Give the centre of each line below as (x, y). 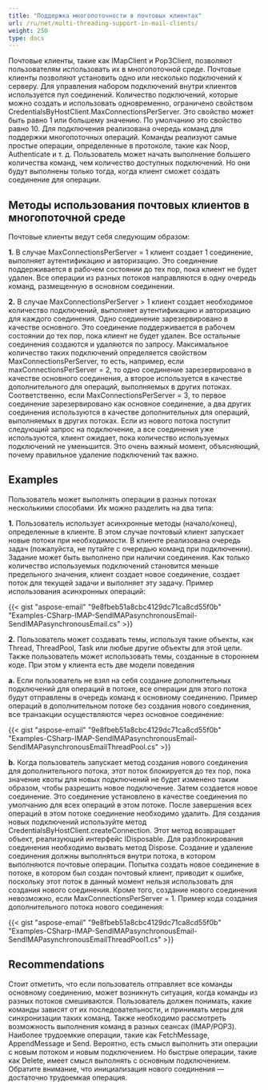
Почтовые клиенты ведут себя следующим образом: (99, 237)
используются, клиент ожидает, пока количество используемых (119, 438)
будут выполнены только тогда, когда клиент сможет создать (114, 171)
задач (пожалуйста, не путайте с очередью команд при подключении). (130, 548)
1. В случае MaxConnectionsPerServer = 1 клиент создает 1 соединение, (131, 252)
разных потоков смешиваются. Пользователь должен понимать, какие (130, 1000)
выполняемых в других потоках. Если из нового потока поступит (120, 421)
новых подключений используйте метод (78, 822)
